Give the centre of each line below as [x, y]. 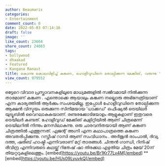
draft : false [18, 32]
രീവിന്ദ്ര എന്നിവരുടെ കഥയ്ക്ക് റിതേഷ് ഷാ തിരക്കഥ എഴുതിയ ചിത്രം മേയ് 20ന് [80, 147]
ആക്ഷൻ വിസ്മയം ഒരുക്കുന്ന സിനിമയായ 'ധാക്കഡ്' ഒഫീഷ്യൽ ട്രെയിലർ [76, 109]
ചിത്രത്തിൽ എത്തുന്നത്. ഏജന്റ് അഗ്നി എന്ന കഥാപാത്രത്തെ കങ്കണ [72, 131]
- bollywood [17, 55]
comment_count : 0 [23, 23]
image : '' [15, 37]
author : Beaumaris [24, 10]
